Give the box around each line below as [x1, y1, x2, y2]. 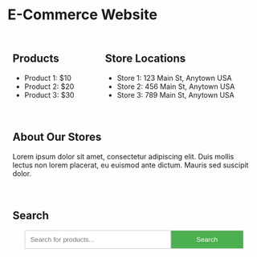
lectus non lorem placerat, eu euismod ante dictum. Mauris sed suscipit [12, 160, 249, 170]
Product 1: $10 [24, 73, 71, 82]
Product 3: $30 [24, 90, 75, 99]
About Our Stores [12, 131, 102, 144]
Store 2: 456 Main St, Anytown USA [116, 82, 235, 91]
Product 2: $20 [24, 82, 75, 91]
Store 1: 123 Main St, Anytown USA [116, 73, 232, 82]
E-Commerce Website [7, 6, 158, 24]
